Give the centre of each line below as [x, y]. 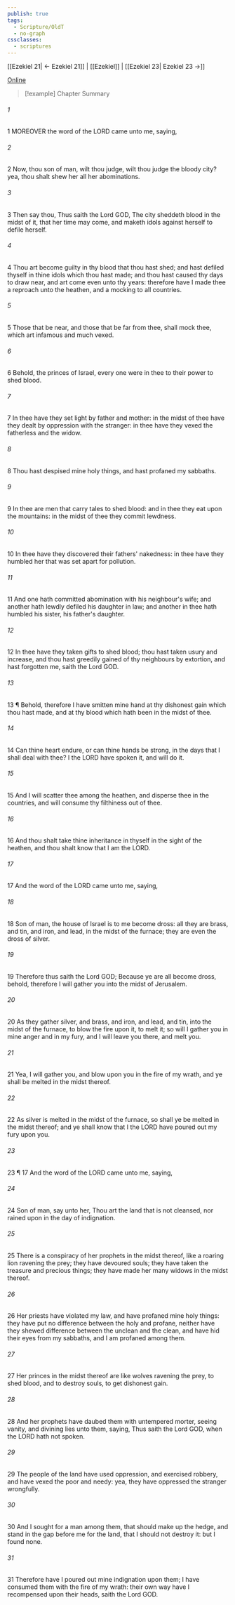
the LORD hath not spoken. [46, 1436]
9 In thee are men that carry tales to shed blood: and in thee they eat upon [115, 508]
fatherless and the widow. [45, 433]
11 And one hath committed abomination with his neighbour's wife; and [109, 599]
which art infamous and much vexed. [61, 335]
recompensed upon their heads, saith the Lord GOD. [83, 1594]
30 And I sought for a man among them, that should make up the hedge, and [118, 1527]
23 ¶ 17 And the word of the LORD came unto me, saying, [90, 1173]
